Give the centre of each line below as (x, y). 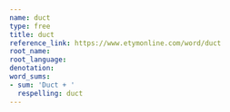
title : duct (32, 34)
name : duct (30, 18)
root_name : (30, 51)
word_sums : (30, 77)
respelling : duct (50, 93)
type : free (30, 26)
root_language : (38, 60)
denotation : (32, 69)
